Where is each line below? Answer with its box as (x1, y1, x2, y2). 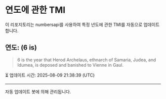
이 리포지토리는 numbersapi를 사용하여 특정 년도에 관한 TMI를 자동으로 (5, 22, 143, 27)
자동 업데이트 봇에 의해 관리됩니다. (5, 89, 71, 95)
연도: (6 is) (5, 44, 37, 52)
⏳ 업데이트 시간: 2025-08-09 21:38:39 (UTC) (5, 72, 95, 78)
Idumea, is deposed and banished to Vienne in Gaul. (17, 62, 124, 68)
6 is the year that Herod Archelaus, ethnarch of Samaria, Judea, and (17, 57, 157, 63)
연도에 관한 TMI (5, 4, 66, 16)
